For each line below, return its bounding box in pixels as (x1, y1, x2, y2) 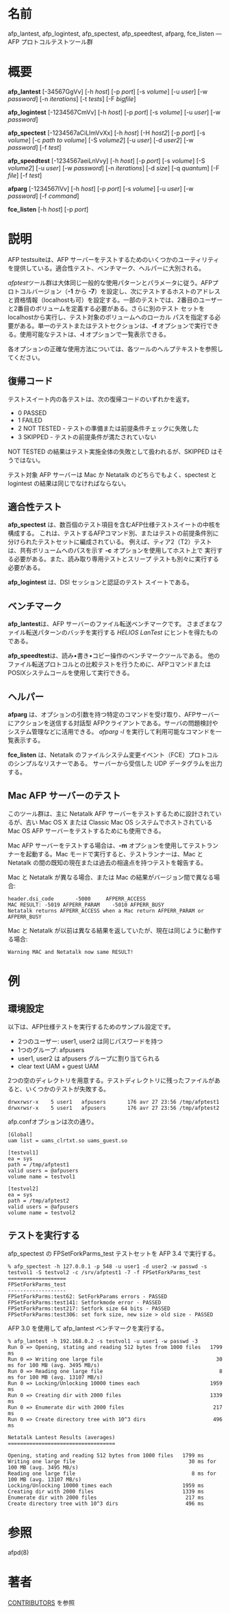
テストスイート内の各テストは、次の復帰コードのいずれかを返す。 (8, 394, 194, 403)
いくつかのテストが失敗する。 (25, 1084, 110, 1093)
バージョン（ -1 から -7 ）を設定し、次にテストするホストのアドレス (31, 287, 221, 296)
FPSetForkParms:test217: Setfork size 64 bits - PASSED (8, 1305, 170, 1312)
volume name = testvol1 (8, 1173, 76, 1180)
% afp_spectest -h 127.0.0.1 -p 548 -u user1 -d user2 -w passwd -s (8, 1262, 207, 1270)
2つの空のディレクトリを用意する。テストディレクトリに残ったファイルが (8, 1076, 215, 1084)
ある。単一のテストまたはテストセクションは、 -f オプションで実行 (19, 321, 207, 330)
